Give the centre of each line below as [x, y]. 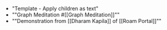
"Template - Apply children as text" [55, 9]
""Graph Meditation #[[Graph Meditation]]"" [66, 15]
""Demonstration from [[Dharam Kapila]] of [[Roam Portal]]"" [86, 21]
